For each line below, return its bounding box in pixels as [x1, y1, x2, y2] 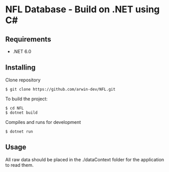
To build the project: [5, 96, 48, 102]
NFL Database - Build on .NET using [5, 4, 160, 15]
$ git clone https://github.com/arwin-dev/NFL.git [5, 87, 116, 92]
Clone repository [5, 77, 41, 83]
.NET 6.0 [12, 49, 32, 54]
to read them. [5, 162, 34, 168]
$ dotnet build [5, 110, 38, 115]
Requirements [5, 35, 51, 44]
